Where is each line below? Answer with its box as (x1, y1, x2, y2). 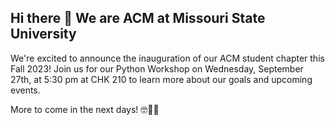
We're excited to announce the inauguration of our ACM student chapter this (10, 52, 325, 64)
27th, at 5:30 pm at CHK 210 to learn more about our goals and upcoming (10, 73, 313, 85)
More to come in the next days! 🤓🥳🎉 (10, 103, 160, 115)
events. (10, 84, 41, 96)
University (10, 26, 77, 43)
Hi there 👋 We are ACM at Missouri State (10, 10, 266, 27)
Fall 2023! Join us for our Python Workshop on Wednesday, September (10, 62, 304, 75)
